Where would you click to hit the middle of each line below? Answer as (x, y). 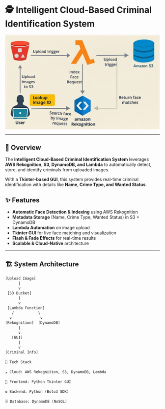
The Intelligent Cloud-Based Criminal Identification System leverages (77, 159)
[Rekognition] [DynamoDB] (33, 323)
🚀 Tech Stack (18, 362)
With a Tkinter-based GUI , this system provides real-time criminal (72, 179)
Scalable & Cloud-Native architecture (51, 243)
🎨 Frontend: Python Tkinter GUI (38, 382)
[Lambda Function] (26, 308)
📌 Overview (23, 147)
